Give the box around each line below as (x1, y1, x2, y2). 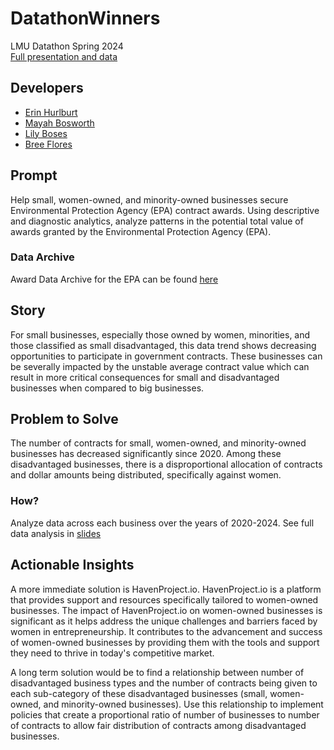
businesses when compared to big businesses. (10, 382, 205, 394)
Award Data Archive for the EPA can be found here (10, 273, 219, 285)
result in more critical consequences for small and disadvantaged (10, 371, 280, 383)
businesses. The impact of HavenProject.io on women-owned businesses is (10, 604, 323, 616)
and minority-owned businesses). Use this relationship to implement (43, 698, 324, 710)
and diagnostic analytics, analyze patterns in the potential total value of (10, 215, 304, 227)
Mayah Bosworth (24, 117, 95, 129)
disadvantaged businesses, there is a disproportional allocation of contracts (10, 458, 323, 471)
